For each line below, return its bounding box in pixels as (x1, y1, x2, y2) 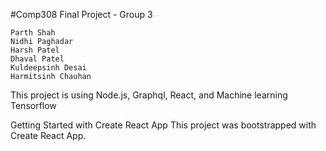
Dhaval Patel (10, 54, 65, 64)
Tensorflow (10, 100, 57, 111)
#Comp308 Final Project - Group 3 (10, 9, 153, 20)
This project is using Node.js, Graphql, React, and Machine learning (10, 89, 288, 101)
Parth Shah (10, 28, 56, 38)
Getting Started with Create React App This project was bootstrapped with (10, 119, 317, 131)
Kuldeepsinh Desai (10, 63, 87, 73)
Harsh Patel (10, 45, 60, 55)
